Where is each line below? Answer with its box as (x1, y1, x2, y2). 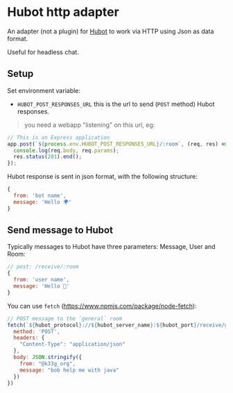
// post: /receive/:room (7, 263, 79, 270)
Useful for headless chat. (7, 48, 80, 56)
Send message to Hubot (7, 225, 113, 236)
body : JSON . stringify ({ (13, 354, 82, 361)
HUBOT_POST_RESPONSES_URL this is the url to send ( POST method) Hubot (17, 100, 215, 108)
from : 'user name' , (13, 277, 70, 283)
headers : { (13, 334, 45, 342)
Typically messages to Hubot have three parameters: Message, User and (7, 243, 216, 251)
